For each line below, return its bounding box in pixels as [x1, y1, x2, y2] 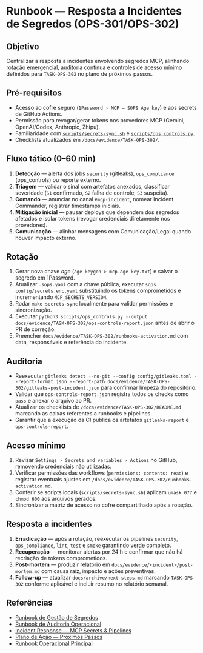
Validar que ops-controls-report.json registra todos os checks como [15, 390, 189, 398]
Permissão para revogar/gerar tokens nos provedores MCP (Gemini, [15, 116, 185, 124]
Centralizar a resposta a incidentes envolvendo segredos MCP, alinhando [6, 58, 190, 64]
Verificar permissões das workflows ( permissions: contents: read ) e [15, 469, 188, 477]
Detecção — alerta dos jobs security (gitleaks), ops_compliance [15, 170, 175, 177]
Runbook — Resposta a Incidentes [6, 4, 182, 18]
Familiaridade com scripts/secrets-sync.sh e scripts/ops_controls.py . [15, 129, 195, 137]
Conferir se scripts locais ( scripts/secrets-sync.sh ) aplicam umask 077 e [15, 489, 197, 496]
